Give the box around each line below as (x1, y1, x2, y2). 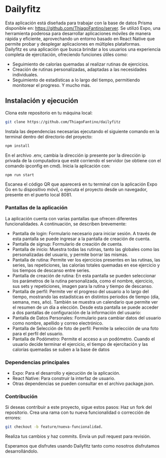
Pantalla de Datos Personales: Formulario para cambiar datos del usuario (12, 315, 162, 321)
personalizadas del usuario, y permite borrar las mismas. (12, 252, 129, 258)
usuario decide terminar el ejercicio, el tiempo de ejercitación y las (12, 341, 148, 347)
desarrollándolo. (5, 448, 39, 455)
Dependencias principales (5, 359, 70, 366)
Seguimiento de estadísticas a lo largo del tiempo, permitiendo (12, 77, 140, 83)
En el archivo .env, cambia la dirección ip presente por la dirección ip (5, 152, 146, 158)
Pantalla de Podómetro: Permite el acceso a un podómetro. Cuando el (12, 336, 155, 342)
